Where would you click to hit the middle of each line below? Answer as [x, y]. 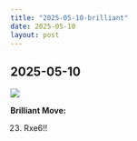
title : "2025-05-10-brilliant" [69, 18]
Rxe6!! [35, 128]
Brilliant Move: [39, 111]
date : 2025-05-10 [43, 26]
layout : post [35, 35]
